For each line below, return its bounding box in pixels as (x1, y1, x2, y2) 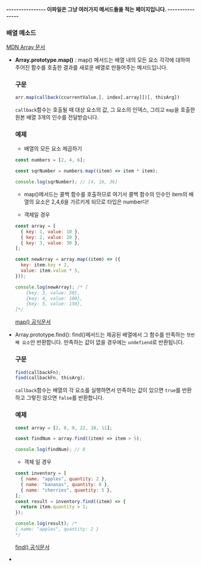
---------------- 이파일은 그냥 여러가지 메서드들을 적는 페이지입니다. (6, 5, 167, 13)
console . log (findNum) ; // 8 (14, 447, 85, 453)
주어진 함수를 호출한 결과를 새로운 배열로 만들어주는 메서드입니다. (14, 63, 168, 71)
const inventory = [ (14, 470, 67, 476)
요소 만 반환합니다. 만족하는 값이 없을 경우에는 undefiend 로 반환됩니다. (22, 339, 185, 346)
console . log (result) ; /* (14, 521, 78, 527)
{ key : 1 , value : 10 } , (20, 228, 80, 235)
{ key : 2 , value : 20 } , (20, 234, 80, 240)
